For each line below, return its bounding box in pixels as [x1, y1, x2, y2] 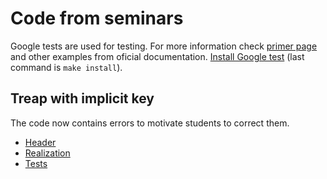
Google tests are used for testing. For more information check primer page [10, 40, 318, 52]
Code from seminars [10, 7, 184, 30]
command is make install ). [10, 61, 123, 73]
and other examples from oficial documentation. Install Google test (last [10, 50, 305, 62]
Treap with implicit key [10, 90, 155, 107]
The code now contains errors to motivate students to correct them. [10, 117, 290, 129]
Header [24, 136, 57, 148]
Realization [24, 147, 71, 159]
